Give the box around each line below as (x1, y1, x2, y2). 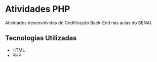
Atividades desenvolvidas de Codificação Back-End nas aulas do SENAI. (5, 20, 153, 26)
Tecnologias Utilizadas (5, 34, 77, 42)
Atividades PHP (5, 3, 71, 15)
